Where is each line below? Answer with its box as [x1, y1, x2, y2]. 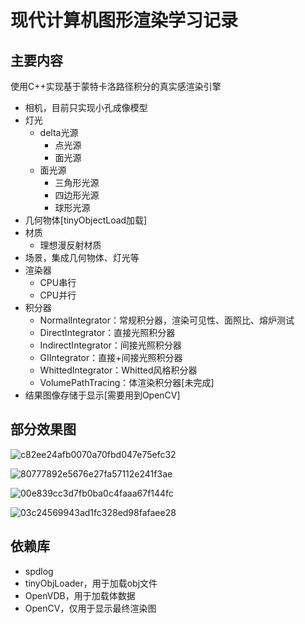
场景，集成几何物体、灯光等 [24, 252, 140, 263]
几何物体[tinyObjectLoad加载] [24, 214, 148, 226]
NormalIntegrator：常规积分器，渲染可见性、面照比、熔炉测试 [39, 314, 295, 326]
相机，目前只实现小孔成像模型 [24, 102, 148, 113]
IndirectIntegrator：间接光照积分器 [39, 339, 182, 351]
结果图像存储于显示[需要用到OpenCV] [24, 389, 181, 401]
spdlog [24, 565, 54, 577]
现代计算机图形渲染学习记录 [10, 9, 239, 32]
